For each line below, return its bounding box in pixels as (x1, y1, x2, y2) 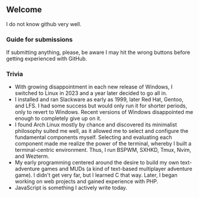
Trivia (6, 70, 23, 78)
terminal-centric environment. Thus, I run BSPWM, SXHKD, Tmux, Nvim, (14, 147, 191, 154)
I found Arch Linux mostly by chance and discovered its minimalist (14, 121, 177, 128)
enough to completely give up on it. (14, 115, 102, 122)
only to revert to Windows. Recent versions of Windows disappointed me (14, 109, 194, 116)
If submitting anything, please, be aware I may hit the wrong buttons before (6, 49, 191, 56)
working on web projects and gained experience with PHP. (14, 178, 159, 185)
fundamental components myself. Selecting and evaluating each (14, 134, 172, 141)
